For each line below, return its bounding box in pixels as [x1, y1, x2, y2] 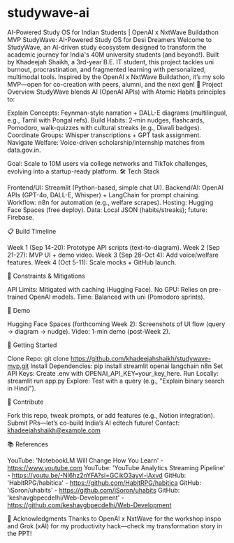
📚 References [7, 439, 49, 449]
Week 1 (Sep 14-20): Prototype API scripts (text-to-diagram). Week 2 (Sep [7, 243, 220, 251]
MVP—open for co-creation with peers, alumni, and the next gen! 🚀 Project [7, 80, 223, 88]
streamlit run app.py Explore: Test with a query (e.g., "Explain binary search [7, 376, 225, 385]
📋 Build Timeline [7, 227, 57, 235]
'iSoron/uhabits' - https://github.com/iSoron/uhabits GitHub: [7, 486, 180, 494]
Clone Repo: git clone [7, 354, 69, 362]
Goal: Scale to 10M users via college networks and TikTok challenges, [7, 159, 208, 167]
